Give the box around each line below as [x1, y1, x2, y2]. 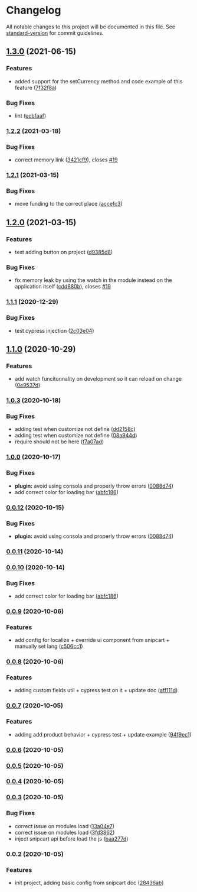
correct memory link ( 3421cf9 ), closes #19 [14, 156, 118, 163]
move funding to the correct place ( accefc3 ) [14, 200, 123, 207]
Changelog [6, 4, 61, 17]
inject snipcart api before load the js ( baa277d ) [14, 835, 129, 842]
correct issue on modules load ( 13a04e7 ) [14, 822, 115, 829]
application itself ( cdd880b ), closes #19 [14, 283, 111, 290]
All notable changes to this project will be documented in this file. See [6, 23, 176, 30]
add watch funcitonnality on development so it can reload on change [14, 375, 182, 382]
